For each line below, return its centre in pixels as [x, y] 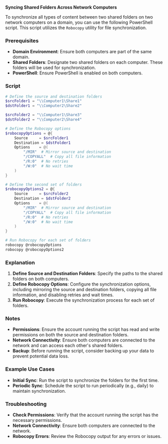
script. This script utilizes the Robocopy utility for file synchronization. [76, 28]
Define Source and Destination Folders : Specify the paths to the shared [88, 274]
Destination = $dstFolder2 [43, 199]
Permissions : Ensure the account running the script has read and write [86, 329]
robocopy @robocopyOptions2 [35, 249]
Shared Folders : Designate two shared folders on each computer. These [88, 62]
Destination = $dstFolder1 [43, 143]
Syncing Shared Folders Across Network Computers [61, 7]
